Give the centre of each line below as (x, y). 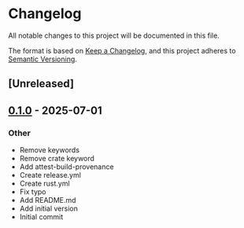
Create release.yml (50, 175)
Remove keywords (50, 150)
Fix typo (33, 192)
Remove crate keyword (57, 159)
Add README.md (48, 200)
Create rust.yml (44, 184)
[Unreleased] (41, 84)
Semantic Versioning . (43, 59)
